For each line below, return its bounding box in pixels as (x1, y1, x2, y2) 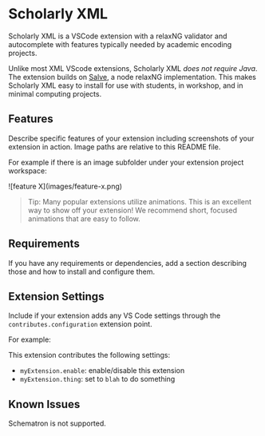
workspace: (8, 165, 47, 176)
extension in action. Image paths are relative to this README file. (8, 141, 221, 152)
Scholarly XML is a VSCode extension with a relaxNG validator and (8, 31, 227, 41)
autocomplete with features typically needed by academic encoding (8, 39, 232, 49)
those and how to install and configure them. (8, 267, 156, 276)
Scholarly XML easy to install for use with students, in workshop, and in (8, 81, 243, 90)
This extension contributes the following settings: (8, 351, 170, 360)
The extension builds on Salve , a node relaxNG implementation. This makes (8, 72, 257, 81)
